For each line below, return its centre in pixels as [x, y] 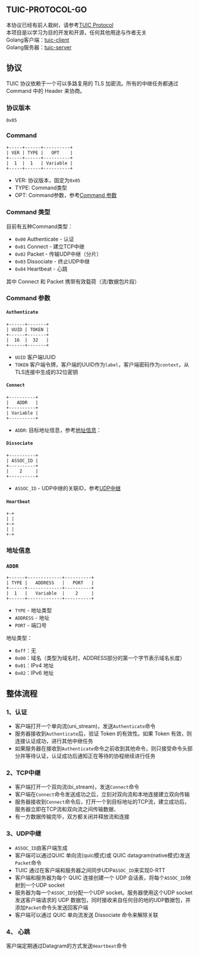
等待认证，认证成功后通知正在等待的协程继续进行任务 [90, 756]
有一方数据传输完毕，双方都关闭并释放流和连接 [72, 817]
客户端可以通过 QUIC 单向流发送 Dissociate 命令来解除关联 [86, 914]
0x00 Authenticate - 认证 [44, 239]
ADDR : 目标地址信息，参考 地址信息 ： [58, 430]
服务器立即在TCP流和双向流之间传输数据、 [67, 809]
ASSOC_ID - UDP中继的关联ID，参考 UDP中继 [68, 489]
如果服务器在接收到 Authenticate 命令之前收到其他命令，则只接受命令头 [101, 749]
